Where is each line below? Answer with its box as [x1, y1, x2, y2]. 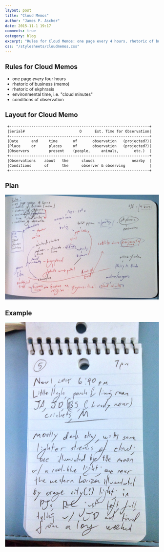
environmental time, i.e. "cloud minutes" [12, 91, 93, 97]
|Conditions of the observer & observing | [7, 163, 152, 168]
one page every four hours [12, 76, 66, 82]
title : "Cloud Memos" [5, 13, 49, 18]
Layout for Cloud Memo [5, 110, 78, 119]
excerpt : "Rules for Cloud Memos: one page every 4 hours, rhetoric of [5, 39, 154, 44]
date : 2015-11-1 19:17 [5, 23, 51, 28]
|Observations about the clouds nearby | [7, 158, 152, 163]
